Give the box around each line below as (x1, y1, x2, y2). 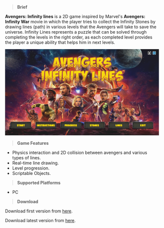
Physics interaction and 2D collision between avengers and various (12, 150, 147, 155)
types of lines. (12, 155, 41, 160)
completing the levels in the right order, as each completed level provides (5, 34, 153, 40)
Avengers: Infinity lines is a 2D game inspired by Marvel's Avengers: (5, 14, 145, 19)
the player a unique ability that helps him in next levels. (5, 39, 116, 45)
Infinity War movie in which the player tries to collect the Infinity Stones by (5, 19, 156, 24)
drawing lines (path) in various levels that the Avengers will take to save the (5, 24, 157, 30)
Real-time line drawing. (12, 160, 59, 166)
